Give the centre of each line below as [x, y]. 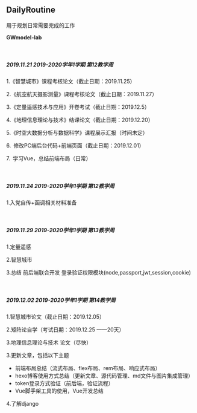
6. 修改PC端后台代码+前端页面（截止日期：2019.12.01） [75, 145]
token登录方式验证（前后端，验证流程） [64, 383]
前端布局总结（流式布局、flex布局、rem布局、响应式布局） [88, 368]
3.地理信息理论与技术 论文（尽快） [49, 342]
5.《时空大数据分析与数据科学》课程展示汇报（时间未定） [77, 132]
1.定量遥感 [19, 247]
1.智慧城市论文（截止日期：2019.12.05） [55, 316]
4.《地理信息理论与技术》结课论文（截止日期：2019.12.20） [80, 120]
